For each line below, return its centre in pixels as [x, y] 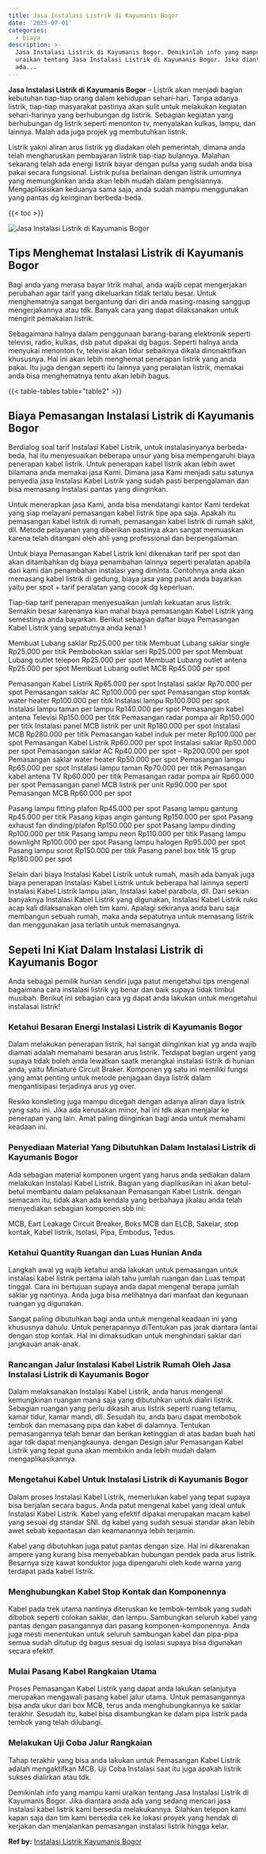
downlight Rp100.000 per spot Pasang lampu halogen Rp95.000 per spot [127, 842]
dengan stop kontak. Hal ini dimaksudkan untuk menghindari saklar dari [125, 1336]
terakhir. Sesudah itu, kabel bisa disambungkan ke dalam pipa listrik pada [128, 1714]
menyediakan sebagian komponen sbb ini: [77, 1208]
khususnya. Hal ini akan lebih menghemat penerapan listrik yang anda [122, 359]
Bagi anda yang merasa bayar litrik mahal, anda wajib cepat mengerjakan [127, 284]
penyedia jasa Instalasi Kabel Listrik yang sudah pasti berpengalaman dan [129, 481]
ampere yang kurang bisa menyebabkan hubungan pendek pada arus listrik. [133, 1554]
